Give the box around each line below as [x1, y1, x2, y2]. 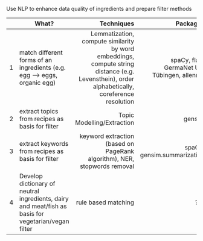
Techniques [99, 19, 135, 28]
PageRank [105, 147, 135, 155]
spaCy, [170, 56, 191, 64]
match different [19, 48, 63, 57]
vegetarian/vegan [19, 217, 69, 225]
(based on [105, 140, 135, 148]
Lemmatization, [90, 30, 135, 38]
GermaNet [164, 63, 194, 72]
